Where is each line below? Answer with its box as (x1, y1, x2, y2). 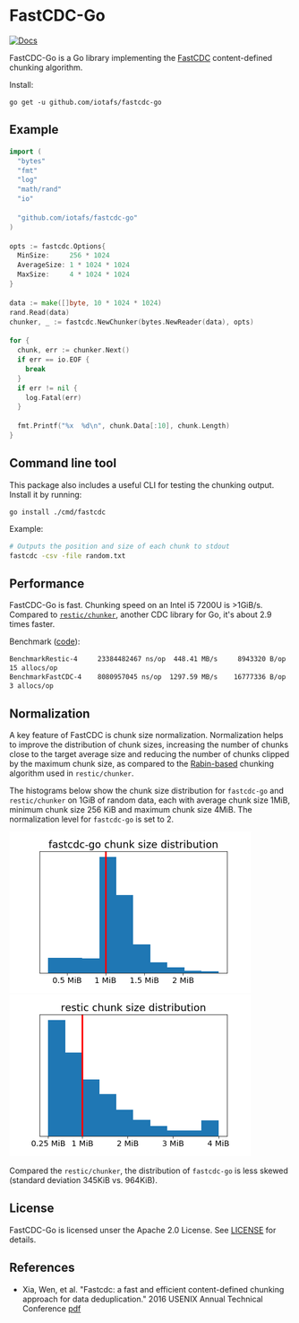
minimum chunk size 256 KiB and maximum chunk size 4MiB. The (9, 805, 252, 815)
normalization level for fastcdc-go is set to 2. (9, 814, 175, 825)
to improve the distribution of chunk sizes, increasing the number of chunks (9, 739, 289, 750)
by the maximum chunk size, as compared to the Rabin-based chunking (9, 759, 275, 770)
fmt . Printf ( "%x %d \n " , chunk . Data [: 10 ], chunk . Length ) (17, 422, 230, 431)
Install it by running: (9, 489, 82, 500)
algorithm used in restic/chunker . (9, 768, 134, 779)
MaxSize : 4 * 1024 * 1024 (17, 270, 130, 279)
